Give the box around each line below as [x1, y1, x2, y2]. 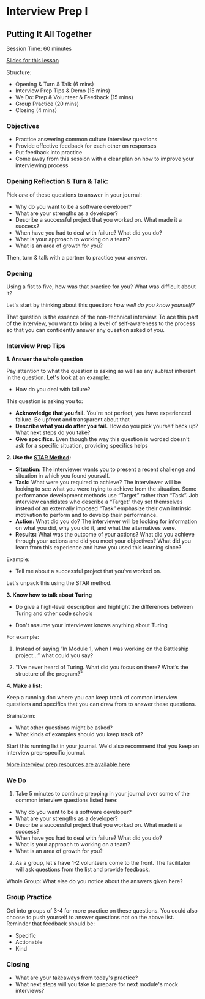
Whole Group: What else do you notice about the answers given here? [6, 878, 183, 885]
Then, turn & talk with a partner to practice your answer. [6, 254, 147, 261]
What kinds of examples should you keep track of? [15, 731, 143, 738]
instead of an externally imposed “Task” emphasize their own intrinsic [15, 505, 192, 512]
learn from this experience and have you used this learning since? [15, 544, 182, 551]
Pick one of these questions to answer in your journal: [6, 191, 143, 198]
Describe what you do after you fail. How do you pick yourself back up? [15, 423, 199, 430]
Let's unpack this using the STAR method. [6, 579, 112, 587]
